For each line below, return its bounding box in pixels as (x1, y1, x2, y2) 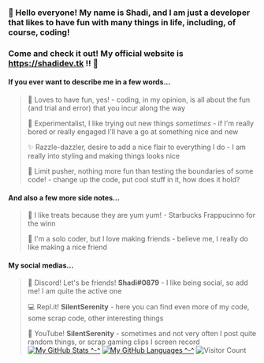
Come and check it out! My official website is (8, 47, 184, 58)
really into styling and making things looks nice (27, 152, 180, 161)
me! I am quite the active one (27, 286, 122, 296)
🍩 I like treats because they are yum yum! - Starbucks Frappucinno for (27, 211, 256, 220)
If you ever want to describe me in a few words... (8, 77, 171, 87)
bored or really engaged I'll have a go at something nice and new (27, 127, 239, 137)
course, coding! (8, 27, 70, 38)
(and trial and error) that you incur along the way (27, 103, 186, 113)
